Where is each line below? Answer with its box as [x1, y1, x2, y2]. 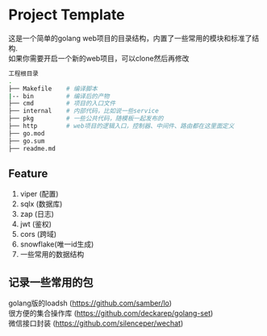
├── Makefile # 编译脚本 [8, 85, 98, 93]
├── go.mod [8, 129, 45, 138]
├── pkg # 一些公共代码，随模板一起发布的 [8, 114, 164, 122]
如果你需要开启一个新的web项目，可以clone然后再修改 [8, 53, 190, 63]
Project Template [8, 6, 125, 24]
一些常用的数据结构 [19, 250, 85, 259]
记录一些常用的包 [8, 276, 94, 289]
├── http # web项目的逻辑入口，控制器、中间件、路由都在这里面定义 [8, 122, 235, 131]
